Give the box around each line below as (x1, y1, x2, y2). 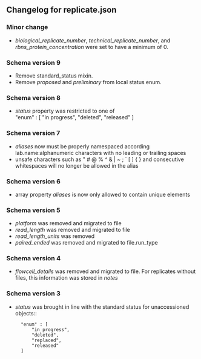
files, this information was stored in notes (15, 274, 118, 282)
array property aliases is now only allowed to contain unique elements (15, 191, 191, 198)
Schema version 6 (6, 177, 61, 185)
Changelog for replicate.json (6, 5, 117, 15)
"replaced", (31, 337, 62, 343)
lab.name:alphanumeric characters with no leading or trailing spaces (15, 149, 186, 156)
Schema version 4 (6, 254, 61, 263)
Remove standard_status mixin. (15, 72, 93, 79)
